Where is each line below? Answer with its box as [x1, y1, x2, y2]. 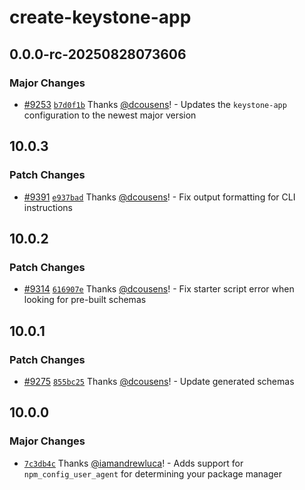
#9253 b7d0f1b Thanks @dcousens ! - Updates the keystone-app [23, 98, 287, 110]
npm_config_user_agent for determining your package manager [23, 467, 282, 480]
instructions [23, 201, 74, 213]
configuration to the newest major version [23, 109, 197, 121]
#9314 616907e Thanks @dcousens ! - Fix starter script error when [23, 283, 295, 295]
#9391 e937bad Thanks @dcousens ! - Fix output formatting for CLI [23, 191, 296, 203]
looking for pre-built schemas [23, 294, 147, 306]
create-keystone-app [9, 6, 192, 29]
